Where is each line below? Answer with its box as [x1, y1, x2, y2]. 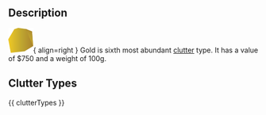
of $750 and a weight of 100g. [8, 53, 107, 63]
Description [8, 6, 67, 20]
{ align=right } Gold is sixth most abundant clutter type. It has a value [33, 45, 259, 55]
